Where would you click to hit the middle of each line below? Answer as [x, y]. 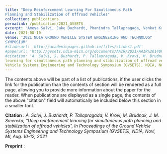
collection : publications [32, 19]
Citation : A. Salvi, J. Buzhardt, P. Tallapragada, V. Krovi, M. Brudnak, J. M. [82, 115]
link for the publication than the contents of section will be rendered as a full [83, 84]
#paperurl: [16, 51]
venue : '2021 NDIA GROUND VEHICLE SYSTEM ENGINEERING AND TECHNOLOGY [79, 38]
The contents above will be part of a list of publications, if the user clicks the [83, 79]
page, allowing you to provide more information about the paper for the [78, 90]
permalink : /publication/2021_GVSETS [44, 24]
